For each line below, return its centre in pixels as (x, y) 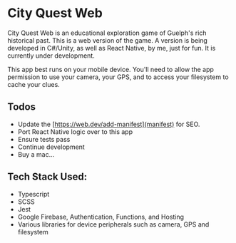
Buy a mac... (36, 154)
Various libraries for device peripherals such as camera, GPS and (113, 224)
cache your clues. (34, 84)
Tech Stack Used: (47, 177)
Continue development (51, 147)
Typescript (34, 194)
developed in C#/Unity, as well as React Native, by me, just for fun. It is (112, 48)
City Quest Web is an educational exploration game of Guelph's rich (107, 33)
